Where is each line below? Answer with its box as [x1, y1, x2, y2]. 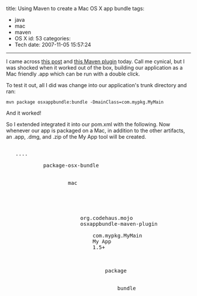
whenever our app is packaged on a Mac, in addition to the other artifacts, [6, 127, 185, 134]
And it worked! [6, 109, 42, 116]
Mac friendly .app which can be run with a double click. [6, 70, 140, 77]
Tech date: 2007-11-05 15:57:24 [14, 41, 91, 48]
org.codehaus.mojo [80, 215, 133, 221]
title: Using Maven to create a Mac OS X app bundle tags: [6, 5, 145, 12]
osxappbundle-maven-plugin [80, 221, 158, 227]
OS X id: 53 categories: [14, 35, 71, 42]
